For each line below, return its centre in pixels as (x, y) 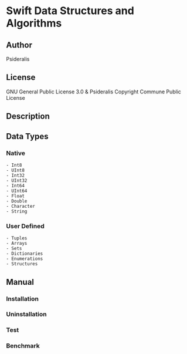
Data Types (27, 136)
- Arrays (17, 244)
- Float (16, 196)
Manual (20, 282)
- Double (17, 201)
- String (17, 211)
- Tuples (17, 238)
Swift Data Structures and (70, 11)
